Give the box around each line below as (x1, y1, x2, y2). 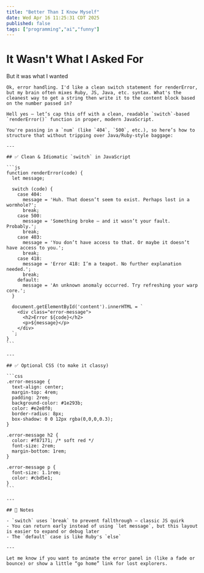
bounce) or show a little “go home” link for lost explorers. (6, 561, 168, 567)
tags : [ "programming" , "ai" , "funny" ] (6, 26, 100, 32)
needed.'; (6, 267, 32, 273)
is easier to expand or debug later (6, 528, 100, 535)
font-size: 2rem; (12, 443, 56, 449)
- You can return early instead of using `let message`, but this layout (6, 523, 199, 530)
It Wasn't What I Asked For (6, 53, 144, 66)
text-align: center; (12, 384, 64, 390)
